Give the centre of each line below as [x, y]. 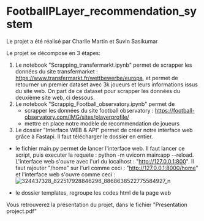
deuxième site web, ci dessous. [55, 97]
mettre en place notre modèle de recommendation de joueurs [102, 123]
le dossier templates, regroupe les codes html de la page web [93, 193]
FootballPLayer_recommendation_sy [102, 11]
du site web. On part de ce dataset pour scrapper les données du [98, 91]
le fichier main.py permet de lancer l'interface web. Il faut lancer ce [100, 148]
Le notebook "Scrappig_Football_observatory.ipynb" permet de [95, 104]
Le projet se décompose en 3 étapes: [54, 53]
